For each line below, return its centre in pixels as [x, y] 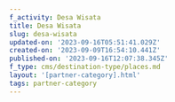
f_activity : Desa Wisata [55, 17]
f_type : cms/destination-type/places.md [85, 67]
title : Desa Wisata [45, 26]
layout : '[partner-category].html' [75, 75]
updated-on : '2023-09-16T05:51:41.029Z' [85, 42]
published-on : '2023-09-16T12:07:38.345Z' [89, 59]
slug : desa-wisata [43, 34]
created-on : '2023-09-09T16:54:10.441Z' [85, 51]
